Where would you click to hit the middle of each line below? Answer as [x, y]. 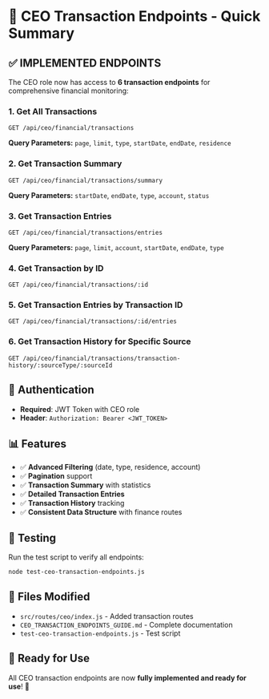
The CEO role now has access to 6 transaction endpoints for [109, 82]
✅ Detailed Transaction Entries [72, 494]
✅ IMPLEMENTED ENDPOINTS [85, 63]
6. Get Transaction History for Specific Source [100, 341]
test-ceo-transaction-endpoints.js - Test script [100, 633]
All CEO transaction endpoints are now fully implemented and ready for [127, 677]
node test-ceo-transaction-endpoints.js [77, 572]
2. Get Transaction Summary [65, 164]
